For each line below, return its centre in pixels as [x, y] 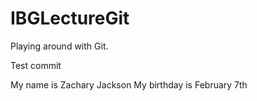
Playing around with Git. [59, 46]
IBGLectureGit [70, 18]
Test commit [36, 65]
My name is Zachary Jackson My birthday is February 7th [129, 84]
